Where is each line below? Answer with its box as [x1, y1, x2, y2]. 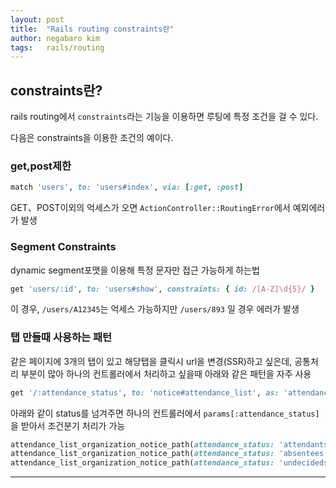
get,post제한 [10, 159, 72, 173]
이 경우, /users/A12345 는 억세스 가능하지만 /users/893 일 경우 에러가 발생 [10, 303, 300, 315]
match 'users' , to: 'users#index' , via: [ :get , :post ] [10, 182, 244, 193]
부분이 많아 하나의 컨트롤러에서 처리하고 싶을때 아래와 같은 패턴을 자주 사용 [20, 367, 312, 380]
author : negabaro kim [10, 33, 101, 43]
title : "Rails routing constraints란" [10, 24, 175, 34]
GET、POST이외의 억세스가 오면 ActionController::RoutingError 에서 [10, 202, 291, 214]
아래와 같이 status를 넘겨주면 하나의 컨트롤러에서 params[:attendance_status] [10, 407, 320, 419]
